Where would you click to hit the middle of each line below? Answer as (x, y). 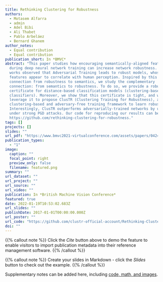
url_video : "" (19, 190)
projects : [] (18, 127)
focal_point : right (29, 158)
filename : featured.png (33, 167)
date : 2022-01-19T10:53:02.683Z (38, 204)
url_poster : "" (20, 217)
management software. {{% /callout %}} (45, 250)
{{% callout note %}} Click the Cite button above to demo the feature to (76, 240)
